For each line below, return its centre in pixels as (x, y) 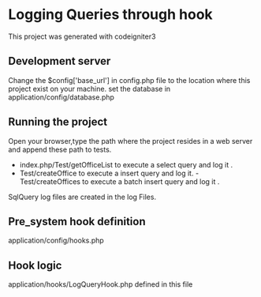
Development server (60, 61)
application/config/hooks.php (56, 241)
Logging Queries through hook (110, 15)
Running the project (58, 122)
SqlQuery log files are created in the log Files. (82, 197)
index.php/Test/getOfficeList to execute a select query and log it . (126, 164)
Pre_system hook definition (77, 222)
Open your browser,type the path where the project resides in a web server (130, 141)
